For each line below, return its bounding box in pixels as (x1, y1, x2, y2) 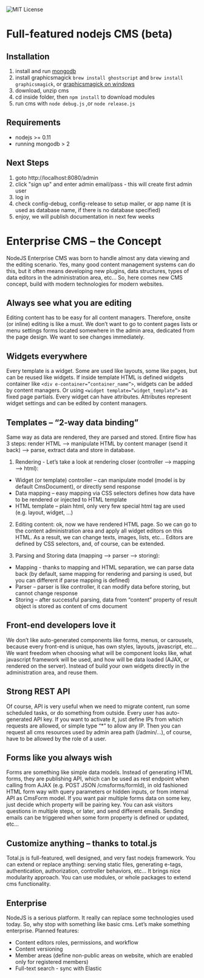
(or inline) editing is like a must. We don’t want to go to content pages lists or (6, 321, 198, 328)
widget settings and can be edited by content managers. (6, 400, 148, 407)
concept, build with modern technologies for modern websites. (6, 280, 164, 288)
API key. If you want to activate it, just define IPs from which (33, 715, 183, 723)
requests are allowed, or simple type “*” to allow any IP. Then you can (6, 722, 181, 729)
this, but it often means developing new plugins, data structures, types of (6, 267, 189, 274)
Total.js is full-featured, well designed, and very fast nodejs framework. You (6, 854, 195, 862)
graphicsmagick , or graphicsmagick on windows (15, 80, 135, 88)
